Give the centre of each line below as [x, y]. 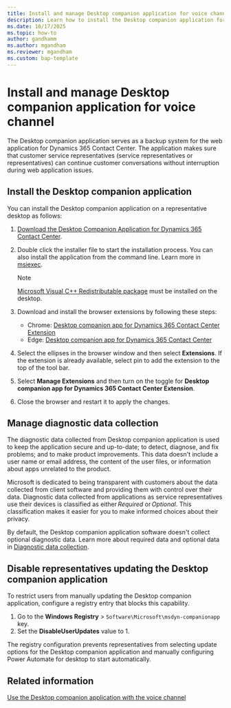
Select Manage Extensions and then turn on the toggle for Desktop [113, 381]
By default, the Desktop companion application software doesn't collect [109, 532]
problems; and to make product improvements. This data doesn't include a [113, 455]
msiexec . [30, 264]
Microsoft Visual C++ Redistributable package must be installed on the [117, 291]
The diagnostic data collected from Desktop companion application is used [113, 440]
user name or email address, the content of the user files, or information [109, 461]
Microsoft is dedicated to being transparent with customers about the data [112, 482]
